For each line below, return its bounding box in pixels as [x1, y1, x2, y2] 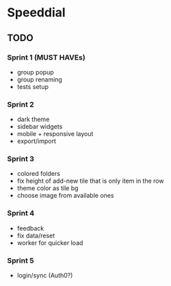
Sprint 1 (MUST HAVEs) [7, 53, 85, 62]
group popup [16, 68, 54, 76]
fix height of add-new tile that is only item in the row [16, 177, 164, 185]
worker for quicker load [16, 238, 83, 247]
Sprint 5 [7, 255, 34, 265]
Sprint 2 [7, 99, 34, 109]
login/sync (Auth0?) [16, 272, 73, 280]
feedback [16, 224, 44, 232]
